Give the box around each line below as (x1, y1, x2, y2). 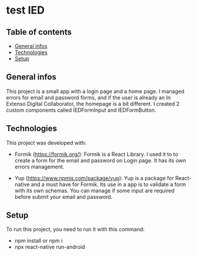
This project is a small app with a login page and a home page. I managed (6, 88, 185, 95)
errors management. (14, 163, 65, 170)
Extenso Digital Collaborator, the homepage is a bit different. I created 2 (6, 100, 180, 107)
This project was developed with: (6, 139, 86, 146)
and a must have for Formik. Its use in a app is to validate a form (31, 181, 186, 188)
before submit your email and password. (14, 193, 113, 200)
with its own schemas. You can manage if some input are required (14, 187, 175, 194)
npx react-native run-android (14, 244, 85, 251)
